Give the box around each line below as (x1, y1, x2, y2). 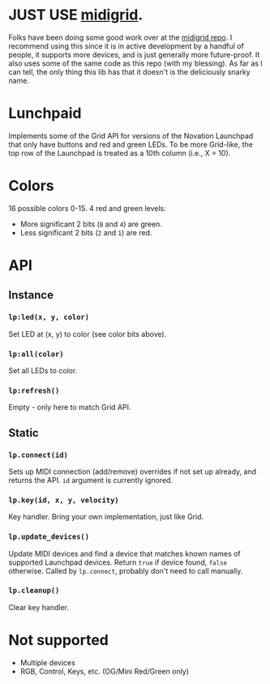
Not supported (8, 631, 109, 650)
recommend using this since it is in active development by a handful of (8, 41, 245, 50)
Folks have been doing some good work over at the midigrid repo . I (8, 32, 233, 42)
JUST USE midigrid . (8, 6, 144, 24)
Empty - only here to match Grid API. (8, 402, 131, 412)
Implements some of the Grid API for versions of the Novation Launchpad (8, 131, 254, 140)
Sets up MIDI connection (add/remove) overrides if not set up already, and (8, 467, 257, 476)
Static (8, 426, 39, 440)
